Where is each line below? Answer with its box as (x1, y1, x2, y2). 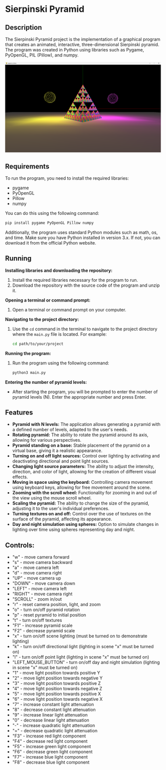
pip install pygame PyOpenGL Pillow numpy (5, 220, 94, 226)
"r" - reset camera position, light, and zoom (12, 602, 101, 608)
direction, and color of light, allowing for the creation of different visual (12, 469, 157, 475)
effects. (12, 474, 28, 480)
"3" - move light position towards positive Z (12, 680, 101, 686)
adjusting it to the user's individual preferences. (12, 506, 110, 512)
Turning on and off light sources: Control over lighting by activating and (12, 453, 160, 459)
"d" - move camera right (12, 570, 62, 576)
